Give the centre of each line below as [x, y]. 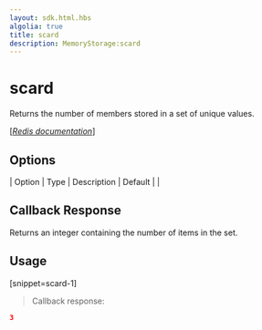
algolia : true [37, 26]
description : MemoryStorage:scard [75, 43]
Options [33, 160]
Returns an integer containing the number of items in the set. [124, 232]
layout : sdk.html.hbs [51, 18]
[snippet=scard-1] [43, 283]
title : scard [34, 35]
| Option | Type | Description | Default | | [85, 182]
